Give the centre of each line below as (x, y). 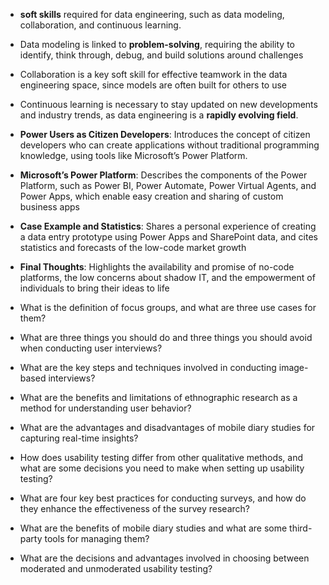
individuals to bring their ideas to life (94, 288)
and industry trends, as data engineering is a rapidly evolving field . (159, 115)
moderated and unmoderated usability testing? (116, 568)
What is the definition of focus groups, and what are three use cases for (168, 307)
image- (293, 367)
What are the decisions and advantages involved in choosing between (164, 558)
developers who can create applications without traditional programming (169, 145)
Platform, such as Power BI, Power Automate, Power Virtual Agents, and (168, 185)
